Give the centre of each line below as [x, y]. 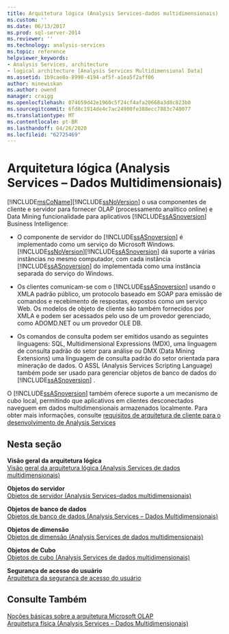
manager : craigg [30, 97]
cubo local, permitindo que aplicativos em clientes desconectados [100, 401]
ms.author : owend [32, 90]
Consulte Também [47, 599]
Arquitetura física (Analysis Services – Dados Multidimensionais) [98, 623]
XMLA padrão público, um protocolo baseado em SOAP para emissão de [119, 294]
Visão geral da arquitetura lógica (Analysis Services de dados [94, 468]
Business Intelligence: [38, 224]
